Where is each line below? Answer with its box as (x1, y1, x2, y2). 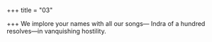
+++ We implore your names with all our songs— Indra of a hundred (6, 20, 206, 27)
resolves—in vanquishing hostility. (6, 27, 107, 35)
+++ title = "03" (6, 6, 53, 14)
